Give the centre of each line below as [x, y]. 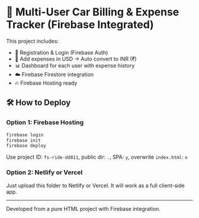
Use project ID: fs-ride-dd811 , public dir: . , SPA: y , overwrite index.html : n [97, 157]
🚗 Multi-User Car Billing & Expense [93, 12]
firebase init [24, 140]
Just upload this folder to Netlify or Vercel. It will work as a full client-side [95, 185]
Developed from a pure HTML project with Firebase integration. [84, 209]
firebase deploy [26, 146]
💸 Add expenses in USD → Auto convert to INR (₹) [76, 59]
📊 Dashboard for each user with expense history [75, 65]
